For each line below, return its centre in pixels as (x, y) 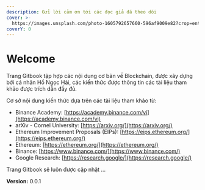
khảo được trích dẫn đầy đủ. (42, 89)
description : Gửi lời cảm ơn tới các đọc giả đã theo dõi (81, 12)
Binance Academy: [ (41, 113)
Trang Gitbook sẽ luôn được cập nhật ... (56, 170)
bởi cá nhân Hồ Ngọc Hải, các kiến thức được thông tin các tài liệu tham (97, 82)
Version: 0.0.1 (24, 181)
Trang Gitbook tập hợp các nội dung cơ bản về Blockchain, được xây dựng (100, 76)
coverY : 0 (19, 29)
